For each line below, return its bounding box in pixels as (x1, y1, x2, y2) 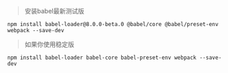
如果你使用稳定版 (24, 40, 75, 48)
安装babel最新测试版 (24, 7, 84, 15)
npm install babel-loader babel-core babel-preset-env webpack (7, 54, 197, 61)
